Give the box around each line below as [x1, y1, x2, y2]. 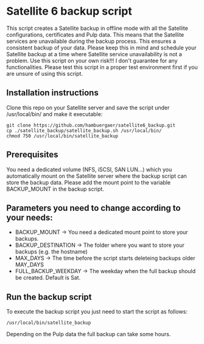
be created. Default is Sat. [15, 274, 81, 282]
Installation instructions [6, 87, 99, 98]
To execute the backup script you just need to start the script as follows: [6, 308, 188, 315]
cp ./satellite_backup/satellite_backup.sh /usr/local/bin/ [6, 127, 163, 134]
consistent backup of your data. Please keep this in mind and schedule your [6, 44, 197, 51]
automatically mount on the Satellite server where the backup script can [6, 172, 187, 180]
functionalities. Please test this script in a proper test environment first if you [6, 63, 198, 71]
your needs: [6, 212, 53, 222]
